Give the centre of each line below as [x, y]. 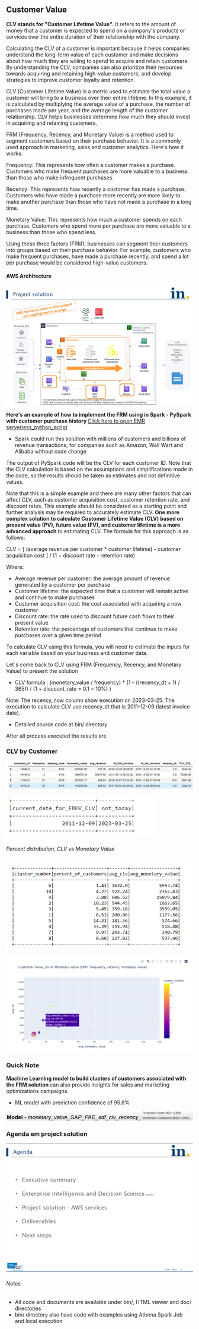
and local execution [38, 1321]
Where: [15, 567]
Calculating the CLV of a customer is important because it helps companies [98, 48]
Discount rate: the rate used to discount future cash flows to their [94, 616]
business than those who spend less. [51, 232]
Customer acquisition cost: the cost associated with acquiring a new [98, 604]
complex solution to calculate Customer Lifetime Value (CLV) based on [95, 519]
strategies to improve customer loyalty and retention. [70, 80]
